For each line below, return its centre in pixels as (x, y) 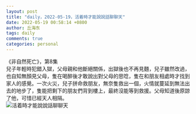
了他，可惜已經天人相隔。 (37, 98)
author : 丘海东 (23, 28)
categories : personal (32, 44)
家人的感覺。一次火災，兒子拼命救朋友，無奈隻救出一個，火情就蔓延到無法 (95, 83)
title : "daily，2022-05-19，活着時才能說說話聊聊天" (66, 17)
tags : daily (20, 33)
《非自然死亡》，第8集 (32, 61)
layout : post (22, 11)
